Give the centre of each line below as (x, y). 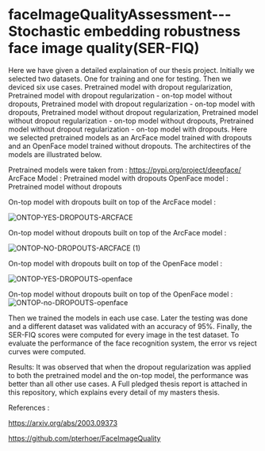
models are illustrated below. (55, 154)
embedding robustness (162, 31)
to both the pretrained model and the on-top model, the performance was (128, 375)
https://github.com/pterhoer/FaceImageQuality (84, 438)
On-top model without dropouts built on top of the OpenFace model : (121, 294)
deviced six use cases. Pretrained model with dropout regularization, (121, 87)
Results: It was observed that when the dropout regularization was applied (130, 367)
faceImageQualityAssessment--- (120, 15)
